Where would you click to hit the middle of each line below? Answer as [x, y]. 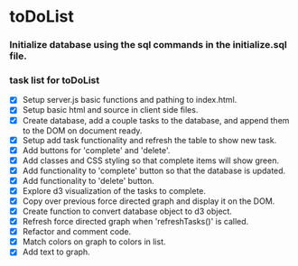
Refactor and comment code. [77, 232]
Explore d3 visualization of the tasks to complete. [114, 190]
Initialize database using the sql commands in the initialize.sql [148, 45]
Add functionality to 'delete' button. [88, 180]
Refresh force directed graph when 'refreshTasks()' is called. [135, 222]
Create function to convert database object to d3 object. [127, 211]
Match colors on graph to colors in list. [94, 242]
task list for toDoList [55, 80]
